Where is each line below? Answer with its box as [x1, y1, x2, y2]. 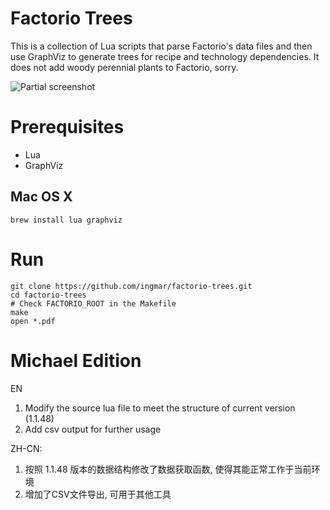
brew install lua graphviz [10, 215, 123, 225]
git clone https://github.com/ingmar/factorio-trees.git [10, 281, 253, 291]
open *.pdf [10, 316, 56, 326]
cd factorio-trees [10, 290, 87, 300]
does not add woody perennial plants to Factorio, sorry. [10, 61, 239, 73]
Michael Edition [10, 349, 142, 372]
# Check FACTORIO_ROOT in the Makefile [10, 298, 177, 309]
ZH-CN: [10, 442, 43, 454]
